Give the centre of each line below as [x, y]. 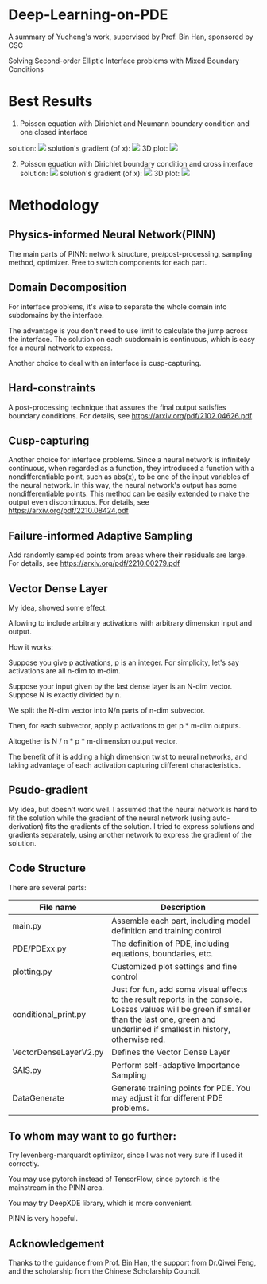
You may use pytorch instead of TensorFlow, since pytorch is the [114, 1179]
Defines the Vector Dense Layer [170, 1052]
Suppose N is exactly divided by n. [65, 694]
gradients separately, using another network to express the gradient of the [130, 834]
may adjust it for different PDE [167, 1097]
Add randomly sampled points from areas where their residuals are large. [128, 555]
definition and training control [166, 930]
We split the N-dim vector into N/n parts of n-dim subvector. [106, 710]
